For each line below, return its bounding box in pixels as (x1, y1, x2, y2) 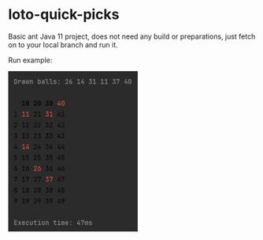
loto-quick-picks (8, 6, 120, 24)
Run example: (8, 55, 53, 65)
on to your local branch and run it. (8, 39, 118, 49)
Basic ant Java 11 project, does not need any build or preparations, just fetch (8, 32, 256, 41)
